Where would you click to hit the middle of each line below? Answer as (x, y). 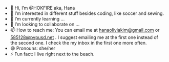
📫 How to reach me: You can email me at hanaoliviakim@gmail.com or (85, 30)
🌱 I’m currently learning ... (37, 19)
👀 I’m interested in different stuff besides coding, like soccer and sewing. (87, 13)
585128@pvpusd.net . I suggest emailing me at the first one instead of (84, 37)
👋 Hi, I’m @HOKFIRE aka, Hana (43, 8)
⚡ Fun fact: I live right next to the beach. (52, 54)
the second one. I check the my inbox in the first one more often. (78, 43)
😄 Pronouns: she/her (33, 48)
